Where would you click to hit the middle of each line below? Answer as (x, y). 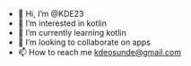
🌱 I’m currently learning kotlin (72, 33)
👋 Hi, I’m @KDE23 (51, 14)
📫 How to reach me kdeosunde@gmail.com (100, 52)
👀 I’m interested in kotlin (62, 23)
